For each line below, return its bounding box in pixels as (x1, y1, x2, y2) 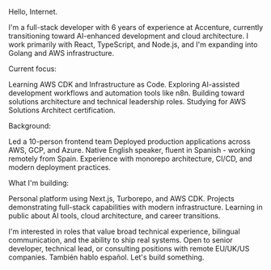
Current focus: (8, 64, 57, 74)
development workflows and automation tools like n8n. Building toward (8, 88, 245, 98)
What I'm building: (8, 178, 70, 188)
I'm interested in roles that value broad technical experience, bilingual (8, 226, 240, 236)
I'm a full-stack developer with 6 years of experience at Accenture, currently (8, 23, 264, 32)
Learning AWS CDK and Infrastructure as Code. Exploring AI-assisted (8, 80, 240, 89)
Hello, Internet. (8, 7, 58, 16)
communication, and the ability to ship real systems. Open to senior (8, 235, 233, 245)
